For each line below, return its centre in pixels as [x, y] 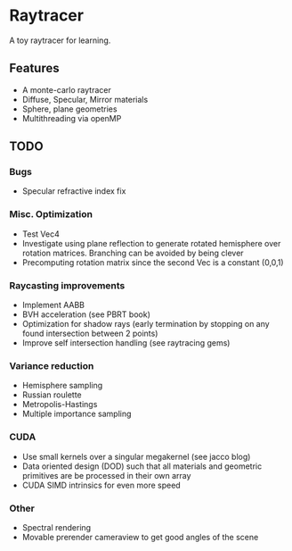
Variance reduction [52, 365]
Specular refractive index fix [74, 191]
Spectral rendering [57, 527]
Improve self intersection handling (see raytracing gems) [126, 343]
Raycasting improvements [67, 285]
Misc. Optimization [51, 214]
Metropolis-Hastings [60, 405]
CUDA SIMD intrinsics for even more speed [101, 485]
